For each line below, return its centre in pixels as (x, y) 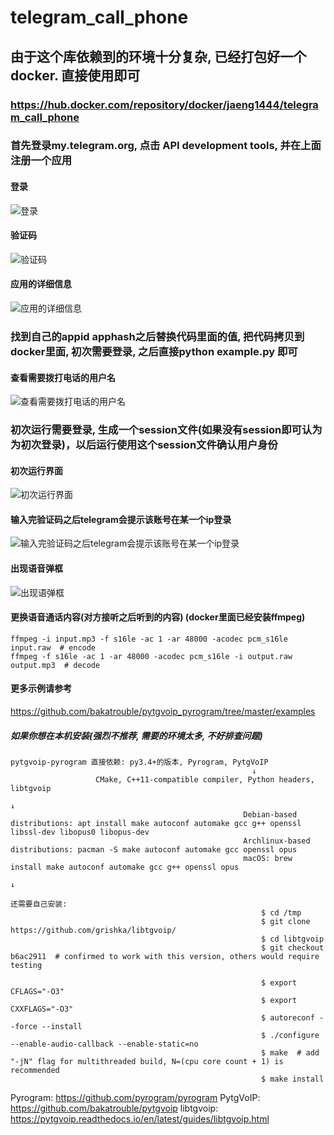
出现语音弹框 (36, 568)
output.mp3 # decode (55, 665)
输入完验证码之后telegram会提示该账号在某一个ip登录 (121, 519)
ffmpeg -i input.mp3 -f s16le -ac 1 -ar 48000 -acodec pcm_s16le (149, 639)
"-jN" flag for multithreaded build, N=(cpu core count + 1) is (147, 1062)
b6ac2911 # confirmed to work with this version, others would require (165, 957)
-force (24, 1027)
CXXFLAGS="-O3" (42, 1009)
